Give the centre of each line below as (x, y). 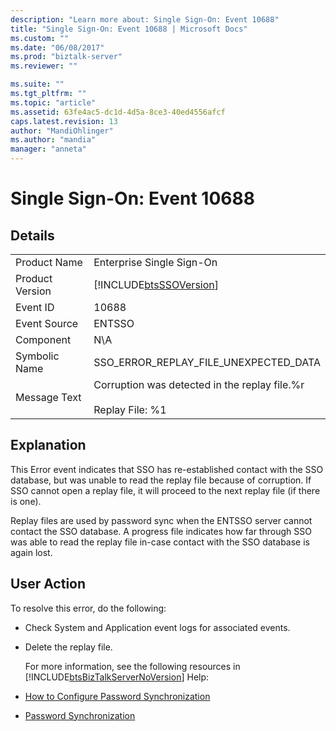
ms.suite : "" (37, 84)
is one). (26, 501)
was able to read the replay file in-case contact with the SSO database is (160, 542)
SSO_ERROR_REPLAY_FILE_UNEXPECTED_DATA (207, 362)
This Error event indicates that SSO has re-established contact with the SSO (167, 469)
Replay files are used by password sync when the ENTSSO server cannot (161, 520)
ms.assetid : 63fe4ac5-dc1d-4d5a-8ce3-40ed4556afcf (118, 112)
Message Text (48, 397)
